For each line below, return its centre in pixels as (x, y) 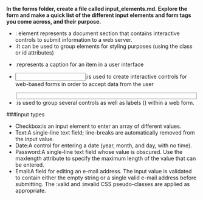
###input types (26, 114)
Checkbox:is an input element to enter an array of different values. (98, 126)
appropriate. (31, 190)
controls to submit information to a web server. (74, 40)
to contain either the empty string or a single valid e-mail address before (106, 178)
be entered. (29, 165)
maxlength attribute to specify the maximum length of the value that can (105, 158)
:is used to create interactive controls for (136, 76)
